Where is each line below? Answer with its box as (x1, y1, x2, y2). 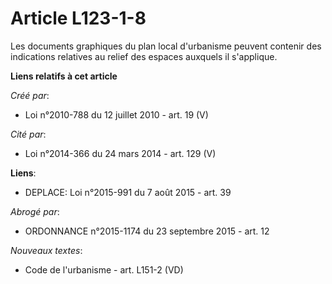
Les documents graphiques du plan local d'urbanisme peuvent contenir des (10, 40, 322, 52)
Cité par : (10, 128, 47, 140)
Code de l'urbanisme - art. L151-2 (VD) (24, 263, 184, 276)
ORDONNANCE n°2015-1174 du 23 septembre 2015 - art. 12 (24, 225, 270, 237)
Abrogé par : (10, 205, 60, 217)
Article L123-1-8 (10, 7, 147, 30)
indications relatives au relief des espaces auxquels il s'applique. (10, 50, 278, 62)
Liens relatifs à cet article (10, 70, 118, 82)
